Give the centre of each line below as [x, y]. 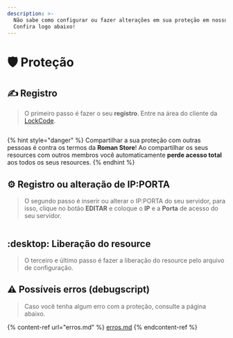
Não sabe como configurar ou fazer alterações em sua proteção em [111, 20]
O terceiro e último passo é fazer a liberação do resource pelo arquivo [124, 260]
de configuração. [49, 268]
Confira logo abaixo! [45, 26]
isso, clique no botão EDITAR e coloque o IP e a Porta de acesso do [121, 208]
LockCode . [40, 121]
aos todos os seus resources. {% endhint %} [71, 162]
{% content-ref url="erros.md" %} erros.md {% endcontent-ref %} [102, 327]
